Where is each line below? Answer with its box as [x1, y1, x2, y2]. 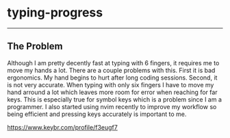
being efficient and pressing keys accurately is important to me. [7, 110, 187, 118]
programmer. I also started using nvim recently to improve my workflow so [7, 102, 217, 111]
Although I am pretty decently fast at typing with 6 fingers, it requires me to [7, 58, 220, 67]
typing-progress [7, 5, 103, 21]
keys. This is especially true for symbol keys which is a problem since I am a [7, 95, 222, 104]
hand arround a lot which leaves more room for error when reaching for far [7, 88, 218, 96]
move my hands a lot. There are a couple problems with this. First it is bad [7, 66, 216, 74]
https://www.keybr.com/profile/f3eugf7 [7, 123, 118, 131]
